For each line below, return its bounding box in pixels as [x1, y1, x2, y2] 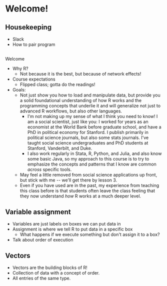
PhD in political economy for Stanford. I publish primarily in [27, 129, 148, 135]
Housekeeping [5, 23, 51, 31]
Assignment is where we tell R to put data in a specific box [12, 226, 133, 232]
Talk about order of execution [12, 237, 73, 243]
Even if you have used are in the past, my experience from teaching [19, 182, 159, 188]
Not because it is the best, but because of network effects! [19, 71, 141, 77]
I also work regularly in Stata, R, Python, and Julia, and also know [27, 150, 162, 156]
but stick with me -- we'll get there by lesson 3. [19, 177, 117, 183]
